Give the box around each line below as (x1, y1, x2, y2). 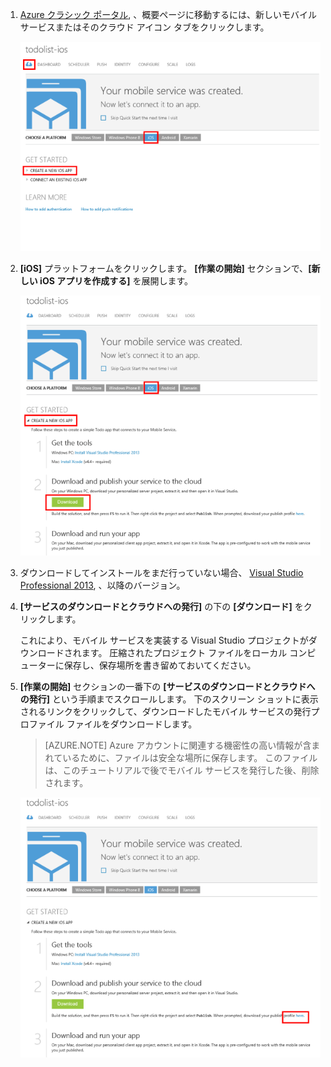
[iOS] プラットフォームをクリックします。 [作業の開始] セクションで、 (19, 262, 309, 274)
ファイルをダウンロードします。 (66, 718, 198, 730)
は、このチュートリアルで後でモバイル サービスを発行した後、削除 (44, 764, 320, 776)
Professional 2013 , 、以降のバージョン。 (19, 579, 186, 591)
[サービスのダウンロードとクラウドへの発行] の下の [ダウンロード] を (19, 600, 304, 612)
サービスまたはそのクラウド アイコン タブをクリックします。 (19, 21, 270, 33)
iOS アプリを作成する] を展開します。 (39, 274, 193, 287)
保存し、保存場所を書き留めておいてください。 (63, 659, 257, 671)
